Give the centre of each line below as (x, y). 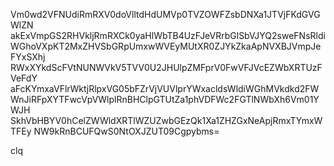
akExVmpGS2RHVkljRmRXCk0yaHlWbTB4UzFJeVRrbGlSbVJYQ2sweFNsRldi (168, 35)
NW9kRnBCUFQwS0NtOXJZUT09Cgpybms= (126, 131)
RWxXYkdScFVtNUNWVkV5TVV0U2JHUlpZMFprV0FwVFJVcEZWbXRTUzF (166, 67)
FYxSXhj (28, 57)
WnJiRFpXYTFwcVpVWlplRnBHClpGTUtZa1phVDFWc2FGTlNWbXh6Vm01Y (165, 99)
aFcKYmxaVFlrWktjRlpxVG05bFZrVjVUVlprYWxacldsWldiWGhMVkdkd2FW (165, 88)
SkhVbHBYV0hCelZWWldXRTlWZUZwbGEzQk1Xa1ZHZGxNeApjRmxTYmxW (166, 120)
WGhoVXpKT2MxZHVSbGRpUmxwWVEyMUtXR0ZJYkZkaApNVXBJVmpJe (166, 46)
